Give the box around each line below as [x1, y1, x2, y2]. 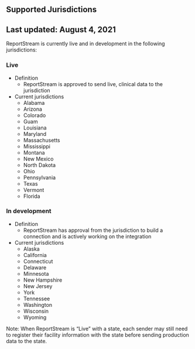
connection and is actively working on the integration [23, 232, 152, 239]
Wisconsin [23, 307, 49, 314]
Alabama [23, 99, 45, 106]
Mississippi [23, 143, 51, 150]
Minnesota [23, 270, 49, 277]
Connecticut [23, 258, 53, 265]
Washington [23, 301, 53, 308]
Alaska [23, 245, 40, 252]
